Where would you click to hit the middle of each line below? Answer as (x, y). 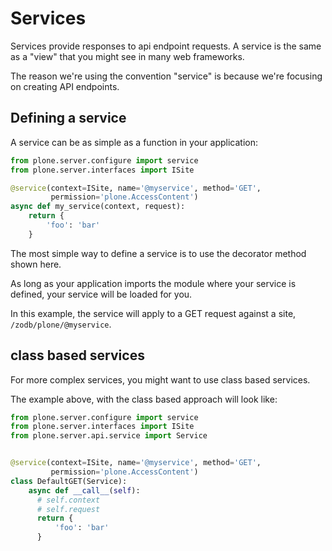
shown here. (36, 264)
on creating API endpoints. (65, 86)
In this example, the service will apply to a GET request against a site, (153, 313)
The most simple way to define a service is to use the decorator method (158, 253)
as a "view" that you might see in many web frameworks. (127, 56)
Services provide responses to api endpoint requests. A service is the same (166, 46)
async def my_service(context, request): (98, 207)
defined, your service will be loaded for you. (101, 294)
